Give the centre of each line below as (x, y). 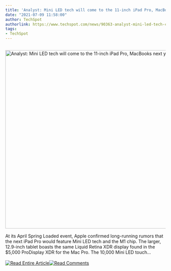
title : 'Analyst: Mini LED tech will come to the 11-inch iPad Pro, (79, 10)
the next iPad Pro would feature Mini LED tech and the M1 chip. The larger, (83, 241)
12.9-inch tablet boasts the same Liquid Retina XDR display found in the (80, 247)
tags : (11, 29)
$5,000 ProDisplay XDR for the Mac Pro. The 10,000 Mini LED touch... (78, 252)
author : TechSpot (24, 19)
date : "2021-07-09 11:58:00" (36, 15)
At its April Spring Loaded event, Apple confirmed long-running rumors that (84, 236)
